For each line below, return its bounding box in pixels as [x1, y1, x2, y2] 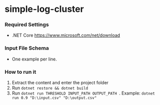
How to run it [4, 68, 36, 75]
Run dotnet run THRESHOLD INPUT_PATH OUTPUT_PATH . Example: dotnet [11, 90, 155, 96]
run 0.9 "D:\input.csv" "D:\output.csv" [11, 96, 97, 101]
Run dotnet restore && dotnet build [11, 85, 88, 91]
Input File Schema [4, 45, 49, 52]
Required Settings [4, 21, 49, 28]
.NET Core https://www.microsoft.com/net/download [11, 32, 120, 38]
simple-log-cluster [4, 3, 84, 15]
